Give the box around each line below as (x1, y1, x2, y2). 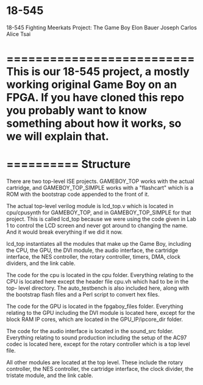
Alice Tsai (6, 30, 31, 37)
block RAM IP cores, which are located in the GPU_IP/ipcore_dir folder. (6, 315, 183, 323)
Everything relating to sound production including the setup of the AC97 (6, 334, 187, 342)
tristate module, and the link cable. (6, 372, 93, 379)
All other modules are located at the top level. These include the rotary (6, 359, 183, 366)
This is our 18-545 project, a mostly (6, 65, 190, 79)
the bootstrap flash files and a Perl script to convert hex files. (6, 291, 160, 298)
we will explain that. (6, 129, 110, 143)
